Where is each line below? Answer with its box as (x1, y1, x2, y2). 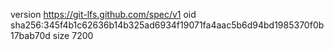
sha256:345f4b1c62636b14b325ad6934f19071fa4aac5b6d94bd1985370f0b (10, 19, 325, 31)
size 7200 (52, 30, 94, 41)
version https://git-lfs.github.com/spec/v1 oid (10, 9, 197, 20)
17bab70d (10, 30, 51, 41)
